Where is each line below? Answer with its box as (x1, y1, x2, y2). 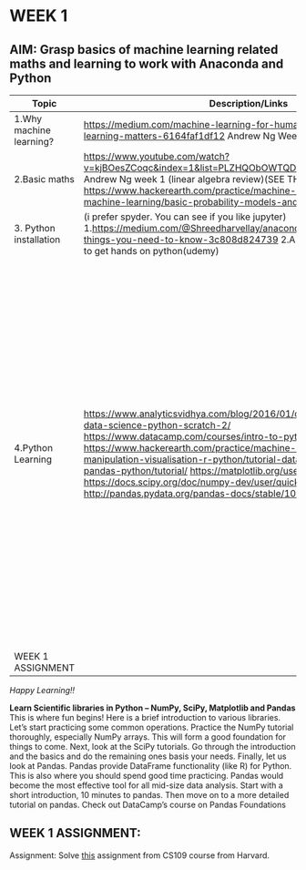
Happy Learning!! (9, 685, 76, 695)
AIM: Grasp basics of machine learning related (9, 42, 279, 57)
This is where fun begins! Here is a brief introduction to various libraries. (9, 712, 280, 722)
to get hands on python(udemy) (83, 245, 220, 257)
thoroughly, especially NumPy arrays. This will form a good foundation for (9, 732, 287, 742)
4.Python (14, 442, 53, 454)
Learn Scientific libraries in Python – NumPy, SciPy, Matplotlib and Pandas (9, 702, 296, 713)
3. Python (14, 222, 56, 234)
